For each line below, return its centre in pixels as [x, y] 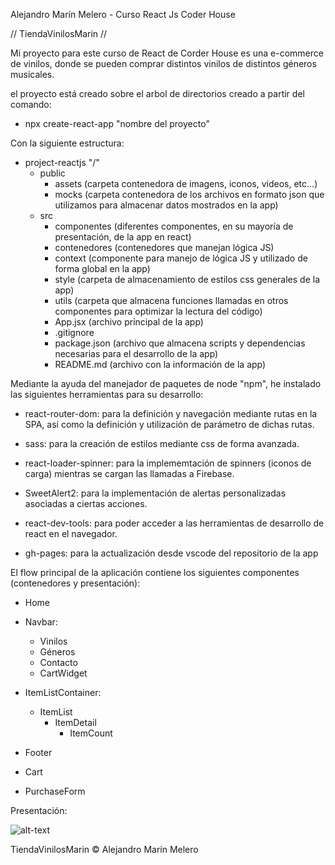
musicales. [32, 74]
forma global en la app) [102, 268]
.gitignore [74, 332]
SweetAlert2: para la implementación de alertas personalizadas [155, 493]
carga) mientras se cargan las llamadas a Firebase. [129, 473]
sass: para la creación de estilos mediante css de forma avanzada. [162, 443]
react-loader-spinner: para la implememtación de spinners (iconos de [168, 463]
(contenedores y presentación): [75, 583]
